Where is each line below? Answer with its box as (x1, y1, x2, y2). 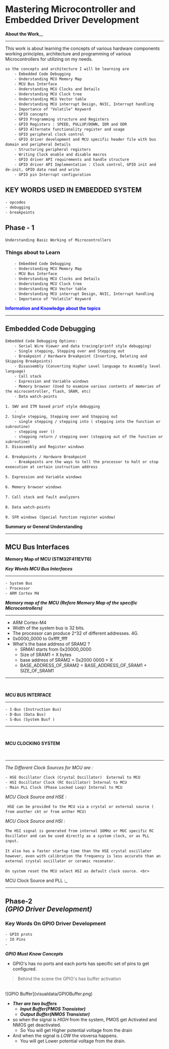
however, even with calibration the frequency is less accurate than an (5, 854, 161, 859)
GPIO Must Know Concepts (5, 951, 63, 957)
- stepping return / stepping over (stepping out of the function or (14, 434, 163, 439)
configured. (12, 966, 37, 972)
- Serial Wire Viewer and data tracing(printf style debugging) (14, 343, 152, 348)
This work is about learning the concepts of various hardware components (5, 45, 160, 51)
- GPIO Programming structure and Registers (14, 117, 109, 122)
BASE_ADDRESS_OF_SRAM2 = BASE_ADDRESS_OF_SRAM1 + (20, 662, 147, 668)
